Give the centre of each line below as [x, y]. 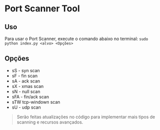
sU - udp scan [26, 107]
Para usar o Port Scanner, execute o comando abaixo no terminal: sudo [77, 39]
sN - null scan [26, 91]
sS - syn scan [26, 70]
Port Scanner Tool [42, 9]
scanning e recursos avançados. [50, 122]
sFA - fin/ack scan [30, 96]
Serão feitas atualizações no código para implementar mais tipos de [86, 117]
